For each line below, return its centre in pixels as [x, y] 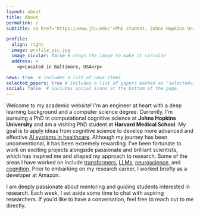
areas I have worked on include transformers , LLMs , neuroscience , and [93, 163]
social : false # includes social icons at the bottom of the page [92, 89]
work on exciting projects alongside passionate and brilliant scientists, [92, 150]
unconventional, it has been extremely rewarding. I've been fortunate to [94, 144]
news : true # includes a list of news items [63, 77]
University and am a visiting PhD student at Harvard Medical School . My [96, 124]
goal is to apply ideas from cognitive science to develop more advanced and [100, 131]
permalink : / [22, 23]
